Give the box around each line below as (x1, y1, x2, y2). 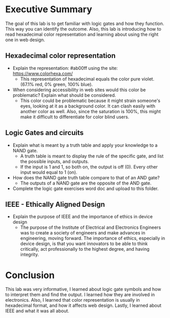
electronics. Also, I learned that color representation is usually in (5, 297, 140, 303)
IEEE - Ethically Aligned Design (5, 200, 105, 208)
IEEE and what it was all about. (5, 308, 70, 314)
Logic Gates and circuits (5, 128, 84, 137)
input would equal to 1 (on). (20, 169, 77, 175)
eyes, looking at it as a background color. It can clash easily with (20, 103, 155, 109)
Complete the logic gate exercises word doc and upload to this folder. (12, 185, 159, 192)
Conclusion (5, 269, 55, 281)
